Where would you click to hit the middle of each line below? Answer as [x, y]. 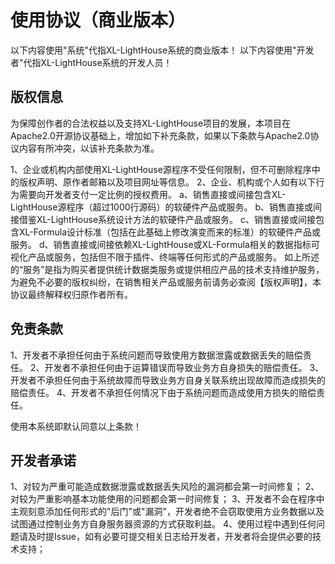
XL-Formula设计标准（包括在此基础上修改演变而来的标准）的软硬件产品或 [170, 232]
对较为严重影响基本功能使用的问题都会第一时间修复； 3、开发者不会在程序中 [167, 499]
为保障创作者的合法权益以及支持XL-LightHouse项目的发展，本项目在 [151, 123]
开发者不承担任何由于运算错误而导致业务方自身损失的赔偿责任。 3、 [184, 367]
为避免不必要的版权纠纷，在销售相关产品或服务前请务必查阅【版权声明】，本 [166, 282]
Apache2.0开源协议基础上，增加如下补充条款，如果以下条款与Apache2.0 [160, 135]
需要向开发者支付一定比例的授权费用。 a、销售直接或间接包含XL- [152, 194]
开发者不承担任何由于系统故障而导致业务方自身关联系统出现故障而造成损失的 [168, 380]
